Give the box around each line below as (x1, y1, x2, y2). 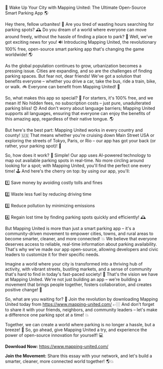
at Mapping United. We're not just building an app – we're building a (5, 277, 141, 282)
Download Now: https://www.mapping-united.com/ (5, 344, 109, 349)
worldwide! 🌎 (5, 51, 33, 57)
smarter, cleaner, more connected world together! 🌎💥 (5, 358, 114, 364)
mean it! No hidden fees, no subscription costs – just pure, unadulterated (5, 100, 151, 106)
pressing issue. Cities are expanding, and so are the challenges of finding (5, 68, 152, 74)
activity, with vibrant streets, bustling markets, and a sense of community (5, 266, 152, 272)
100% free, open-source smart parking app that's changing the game (5, 46, 145, 52)
